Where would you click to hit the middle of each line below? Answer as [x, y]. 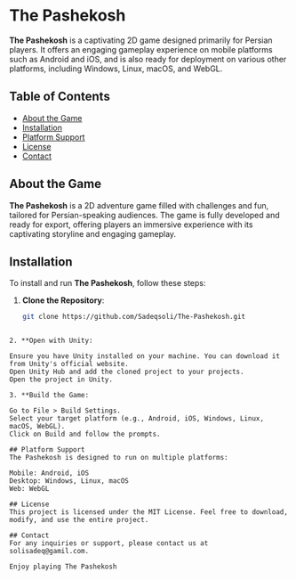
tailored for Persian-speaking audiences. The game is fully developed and [144, 215]
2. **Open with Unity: [51, 341]
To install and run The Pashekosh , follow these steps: [108, 283]
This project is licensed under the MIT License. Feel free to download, [149, 512]
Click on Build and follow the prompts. [85, 434]
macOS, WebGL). [37, 427]
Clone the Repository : [63, 300]
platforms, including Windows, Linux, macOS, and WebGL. [116, 69]
